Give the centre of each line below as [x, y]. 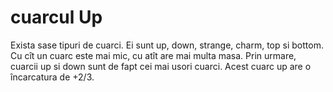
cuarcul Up [56, 17]
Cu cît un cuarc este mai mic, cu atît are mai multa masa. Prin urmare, [153, 55]
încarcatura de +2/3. [52, 77]
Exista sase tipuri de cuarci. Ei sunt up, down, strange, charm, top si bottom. [167, 45]
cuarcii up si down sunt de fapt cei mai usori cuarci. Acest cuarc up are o [161, 66]
